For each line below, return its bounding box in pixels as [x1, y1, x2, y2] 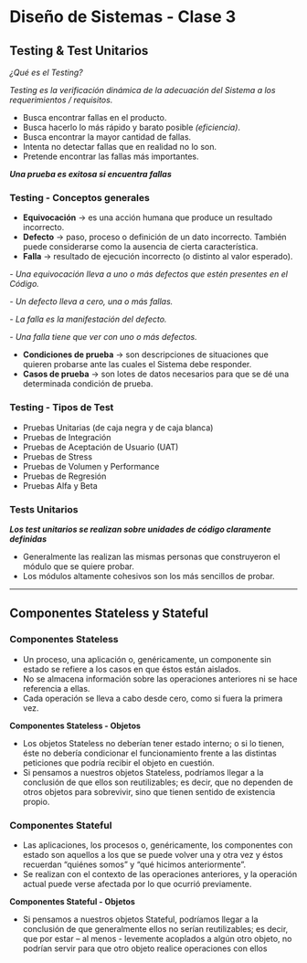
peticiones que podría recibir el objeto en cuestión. [22, 757, 215, 768]
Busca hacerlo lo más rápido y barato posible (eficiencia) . [22, 122, 240, 132]
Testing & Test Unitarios [9, 43, 149, 58]
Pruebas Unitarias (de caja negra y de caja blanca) [22, 422, 214, 433]
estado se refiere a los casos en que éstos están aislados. [22, 663, 241, 674]
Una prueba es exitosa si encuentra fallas [9, 169, 172, 179]
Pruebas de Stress [22, 450, 93, 462]
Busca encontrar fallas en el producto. [22, 112, 167, 122]
